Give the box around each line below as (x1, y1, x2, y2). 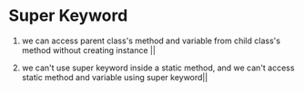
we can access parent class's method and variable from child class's (21, 35, 281, 46)
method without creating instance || (21, 44, 157, 55)
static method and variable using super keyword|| (21, 71, 208, 82)
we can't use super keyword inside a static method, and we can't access (21, 62, 295, 73)
